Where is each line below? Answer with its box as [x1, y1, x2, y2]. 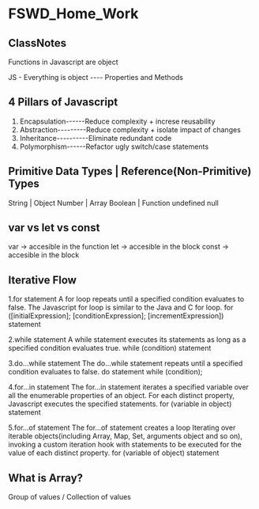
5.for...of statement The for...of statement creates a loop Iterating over [8, 423, 236, 432]
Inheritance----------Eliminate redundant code [19, 133, 172, 142]
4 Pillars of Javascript [8, 96, 118, 109]
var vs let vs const [8, 221, 100, 234]
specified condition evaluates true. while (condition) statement [8, 344, 212, 353]
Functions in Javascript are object [8, 57, 118, 66]
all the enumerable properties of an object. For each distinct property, [8, 391, 235, 401]
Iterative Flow [8, 273, 77, 287]
